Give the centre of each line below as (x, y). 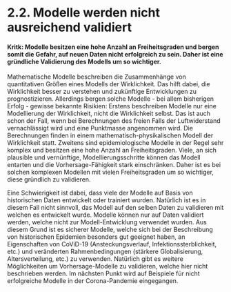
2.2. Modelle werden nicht (84, 13)
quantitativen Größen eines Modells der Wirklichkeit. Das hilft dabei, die (109, 84)
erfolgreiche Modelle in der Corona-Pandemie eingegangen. (93, 281)
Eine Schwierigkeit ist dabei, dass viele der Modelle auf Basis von (100, 193)
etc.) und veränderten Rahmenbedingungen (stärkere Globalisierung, (105, 252)
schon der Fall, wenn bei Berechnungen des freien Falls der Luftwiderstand (114, 121)
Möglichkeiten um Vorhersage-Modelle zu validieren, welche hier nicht (108, 266)
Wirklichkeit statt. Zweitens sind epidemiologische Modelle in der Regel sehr (115, 143)
